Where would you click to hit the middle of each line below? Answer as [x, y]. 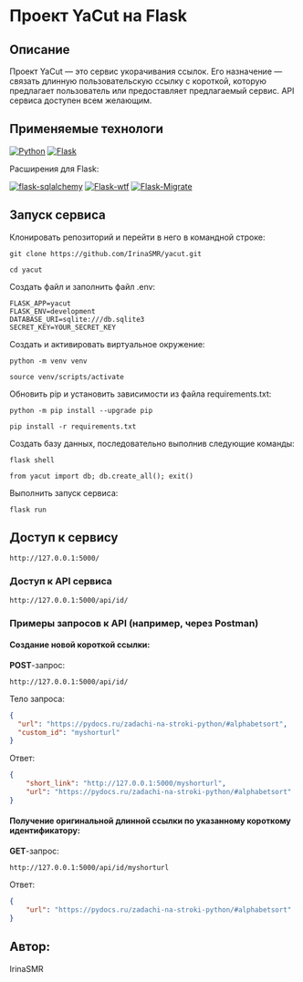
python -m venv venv [49, 361]
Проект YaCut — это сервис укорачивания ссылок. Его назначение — [146, 71]
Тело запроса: [37, 698]
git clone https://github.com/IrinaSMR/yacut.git [106, 253]
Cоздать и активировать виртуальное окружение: [107, 344]
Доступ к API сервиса [61, 582]
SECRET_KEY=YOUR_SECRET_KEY [63, 327]
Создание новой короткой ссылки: [80, 645]
